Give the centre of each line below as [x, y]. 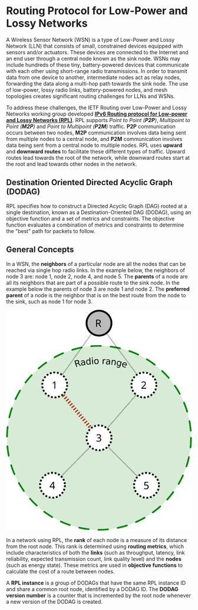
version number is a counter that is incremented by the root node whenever [99, 596]
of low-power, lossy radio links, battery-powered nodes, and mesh [87, 90]
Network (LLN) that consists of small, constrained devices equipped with [95, 46]
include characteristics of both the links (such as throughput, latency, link [95, 553]
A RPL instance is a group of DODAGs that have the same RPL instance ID [96, 583]
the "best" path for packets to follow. [51, 231]
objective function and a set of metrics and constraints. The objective [90, 218]
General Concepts [40, 250]
